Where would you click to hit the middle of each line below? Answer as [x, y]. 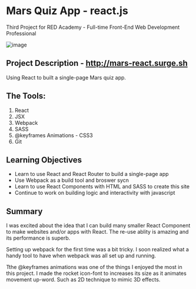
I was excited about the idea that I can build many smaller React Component [98, 225]
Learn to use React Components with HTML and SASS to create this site [102, 187]
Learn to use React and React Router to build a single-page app [92, 174]
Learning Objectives [44, 160]
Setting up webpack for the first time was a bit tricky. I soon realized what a [98, 250]
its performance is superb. [38, 238]
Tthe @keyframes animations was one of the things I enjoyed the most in [94, 267]
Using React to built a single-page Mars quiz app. [66, 77]
